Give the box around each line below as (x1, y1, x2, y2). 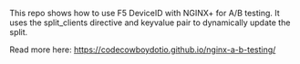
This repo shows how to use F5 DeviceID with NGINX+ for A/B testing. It (9, 8, 280, 18)
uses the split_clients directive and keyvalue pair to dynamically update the (9, 17, 291, 28)
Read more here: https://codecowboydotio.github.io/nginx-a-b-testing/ (9, 44, 276, 55)
